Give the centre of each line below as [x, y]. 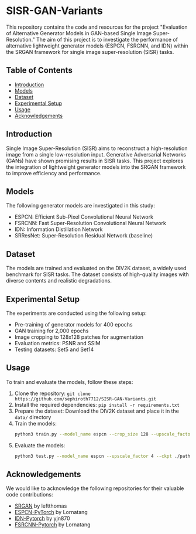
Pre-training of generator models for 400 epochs [73, 324]
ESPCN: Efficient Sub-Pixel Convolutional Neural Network [84, 217]
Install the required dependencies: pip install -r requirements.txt [97, 404]
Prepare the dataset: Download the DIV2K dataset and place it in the [97, 411]
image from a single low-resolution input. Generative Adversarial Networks [96, 154]
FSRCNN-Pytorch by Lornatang [52, 525]
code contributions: [30, 495]
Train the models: [35, 423]
